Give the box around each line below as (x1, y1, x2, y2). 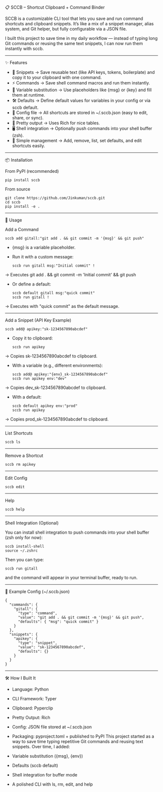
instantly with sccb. (5, 46, 44, 51)
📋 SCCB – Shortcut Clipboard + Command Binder (5, 4, 105, 10)
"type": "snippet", (17, 640, 57, 645)
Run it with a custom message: (12, 254, 74, 259)
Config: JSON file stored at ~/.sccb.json (12, 724, 92, 730)
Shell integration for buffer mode (12, 772, 78, 777)
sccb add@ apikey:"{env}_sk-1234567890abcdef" (12, 372, 108, 377)
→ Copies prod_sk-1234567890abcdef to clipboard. (5, 416, 109, 422)
